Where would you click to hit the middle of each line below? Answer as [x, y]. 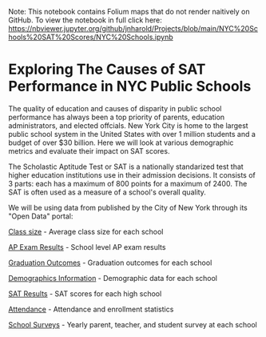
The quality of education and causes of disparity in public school [115, 108]
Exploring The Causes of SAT [107, 69]
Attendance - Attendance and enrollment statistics [91, 309]
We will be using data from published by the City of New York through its [128, 207]
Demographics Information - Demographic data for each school [113, 278]
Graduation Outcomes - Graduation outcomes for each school [110, 263]
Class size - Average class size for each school [86, 231]
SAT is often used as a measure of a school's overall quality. [107, 192]
